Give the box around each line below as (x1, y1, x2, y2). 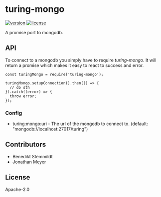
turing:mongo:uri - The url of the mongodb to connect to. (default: (12, 121, 148, 127)
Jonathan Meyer (12, 159, 46, 165)
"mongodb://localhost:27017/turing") (12, 126, 88, 132)
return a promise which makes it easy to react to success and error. (5, 62, 144, 68)
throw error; (9, 93, 37, 99)
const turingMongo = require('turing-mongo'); (5, 72, 104, 77)
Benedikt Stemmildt (12, 153, 53, 159)
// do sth (9, 85, 30, 90)
